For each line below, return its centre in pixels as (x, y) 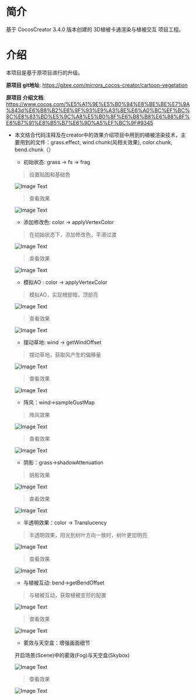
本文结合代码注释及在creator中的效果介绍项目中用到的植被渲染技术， (98, 135)
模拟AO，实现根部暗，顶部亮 (63, 294)
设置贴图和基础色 (50, 174)
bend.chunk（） (34, 149)
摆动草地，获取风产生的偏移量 (65, 355)
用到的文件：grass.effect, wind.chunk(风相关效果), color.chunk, (96, 142)
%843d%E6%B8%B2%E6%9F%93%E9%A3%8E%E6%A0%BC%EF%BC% (98, 110)
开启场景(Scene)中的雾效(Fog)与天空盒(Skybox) (72, 655)
